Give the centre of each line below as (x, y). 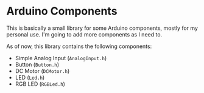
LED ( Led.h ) (30, 77)
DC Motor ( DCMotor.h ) (42, 71)
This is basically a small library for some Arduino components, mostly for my (102, 28)
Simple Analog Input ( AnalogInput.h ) (61, 58)
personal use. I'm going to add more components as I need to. (84, 34)
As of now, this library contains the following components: (79, 46)
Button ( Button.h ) (37, 64)
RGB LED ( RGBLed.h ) (40, 84)
